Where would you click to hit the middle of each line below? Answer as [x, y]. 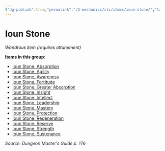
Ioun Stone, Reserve [33, 123]
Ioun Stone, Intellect [32, 97]
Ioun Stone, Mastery [33, 108]
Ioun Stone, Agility [31, 71]
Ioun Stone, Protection [35, 113]
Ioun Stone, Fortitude [33, 82]
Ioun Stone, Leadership [36, 103]
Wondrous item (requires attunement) [43, 47]
